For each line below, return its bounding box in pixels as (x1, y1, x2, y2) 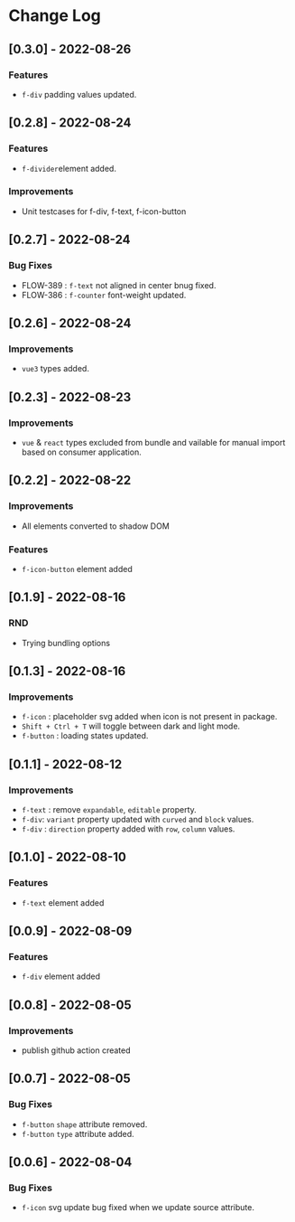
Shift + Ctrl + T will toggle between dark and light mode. (21, 720, 241, 732)
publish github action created (21, 1045, 132, 1056)
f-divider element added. (21, 163, 116, 174)
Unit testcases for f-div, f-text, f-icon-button (21, 205, 187, 217)
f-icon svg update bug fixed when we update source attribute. (21, 1202, 254, 1213)
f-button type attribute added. (21, 1128, 134, 1139)
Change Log (8, 5, 101, 26)
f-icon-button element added (21, 563, 133, 574)
